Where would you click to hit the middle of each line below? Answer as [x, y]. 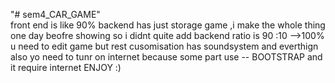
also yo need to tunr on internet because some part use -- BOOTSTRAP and [166, 57]
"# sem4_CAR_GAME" [55, 14]
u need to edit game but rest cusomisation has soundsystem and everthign [164, 46]
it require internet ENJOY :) [66, 67]
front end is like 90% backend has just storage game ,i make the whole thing [168, 25]
